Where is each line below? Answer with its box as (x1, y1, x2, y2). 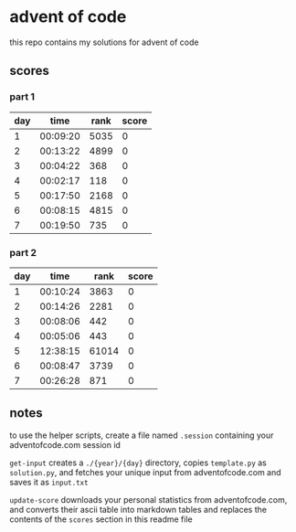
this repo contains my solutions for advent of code (9, 37, 199, 48)
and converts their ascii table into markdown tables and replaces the (9, 504, 268, 515)
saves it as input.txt (9, 476, 89, 487)
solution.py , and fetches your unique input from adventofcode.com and (9, 466, 281, 477)
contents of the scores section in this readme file (9, 514, 194, 525)
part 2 (9, 246, 37, 259)
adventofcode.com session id (9, 439, 122, 450)
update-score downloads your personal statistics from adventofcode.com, (9, 494, 288, 505)
